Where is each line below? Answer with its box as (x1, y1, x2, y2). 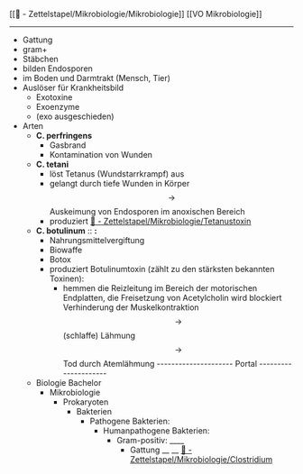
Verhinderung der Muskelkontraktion (62, 302, 200, 313)
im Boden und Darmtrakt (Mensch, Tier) (22, 73, 171, 83)
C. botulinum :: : (35, 225, 97, 236)
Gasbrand (49, 140, 87, 150)
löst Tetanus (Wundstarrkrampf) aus (49, 169, 185, 179)
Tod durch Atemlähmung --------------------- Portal (62, 359, 258, 369)
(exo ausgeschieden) (35, 111, 115, 122)
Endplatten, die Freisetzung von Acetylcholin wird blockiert (62, 293, 282, 303)
